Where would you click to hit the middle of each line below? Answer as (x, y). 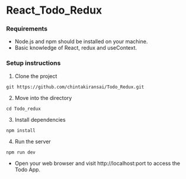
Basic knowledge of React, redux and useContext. (76, 48)
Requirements (27, 29)
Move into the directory (43, 97)
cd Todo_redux (24, 109)
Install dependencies (40, 119)
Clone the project (36, 76)
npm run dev (21, 152)
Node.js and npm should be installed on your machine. (81, 41)
